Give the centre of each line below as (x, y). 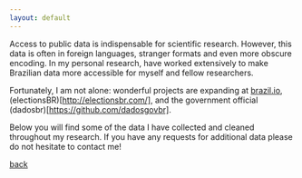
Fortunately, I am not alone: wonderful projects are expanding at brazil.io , (146, 90)
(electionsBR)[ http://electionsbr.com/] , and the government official (134, 100)
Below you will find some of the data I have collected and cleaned (132, 127)
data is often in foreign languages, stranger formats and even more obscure (151, 53)
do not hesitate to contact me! (66, 146)
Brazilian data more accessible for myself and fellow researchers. (132, 73)
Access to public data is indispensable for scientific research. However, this (151, 44)
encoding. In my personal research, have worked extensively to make (139, 63)
